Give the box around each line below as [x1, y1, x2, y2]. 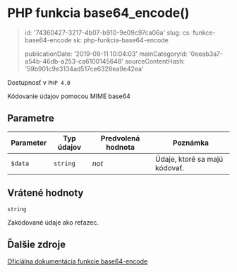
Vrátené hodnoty [7, 187, 84, 199]
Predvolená [100, 133, 140, 143]
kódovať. [154, 162, 185, 172]
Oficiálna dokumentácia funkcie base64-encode [7, 257, 148, 266]
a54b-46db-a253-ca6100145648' [24, 57, 123, 65]
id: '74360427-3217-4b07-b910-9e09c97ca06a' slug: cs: [24, 28, 192, 37]
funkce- [193, 28, 217, 37]
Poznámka [172, 138, 209, 148]
